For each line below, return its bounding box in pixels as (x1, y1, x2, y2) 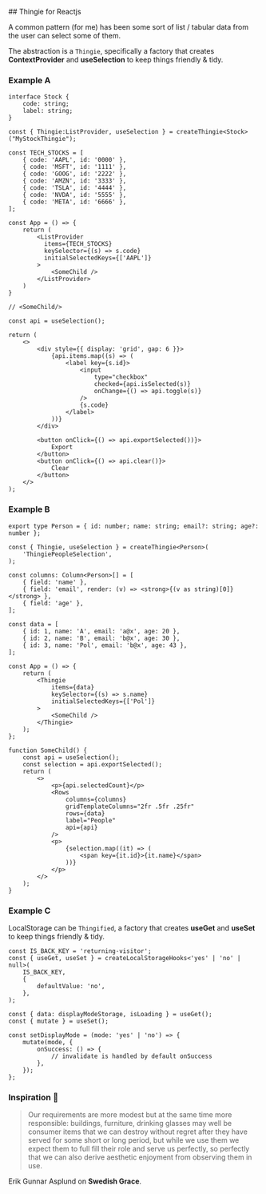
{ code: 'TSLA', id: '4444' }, (22, 184, 127, 192)
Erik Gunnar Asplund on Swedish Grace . (8, 1176, 142, 1186)
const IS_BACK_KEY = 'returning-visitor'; (8, 947, 152, 955)
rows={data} (65, 809, 105, 818)
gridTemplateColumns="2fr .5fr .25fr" (65, 802, 195, 810)
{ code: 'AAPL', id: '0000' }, (22, 156, 127, 164)
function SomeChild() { (8, 746, 88, 754)
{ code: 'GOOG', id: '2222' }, (22, 170, 127, 179)
